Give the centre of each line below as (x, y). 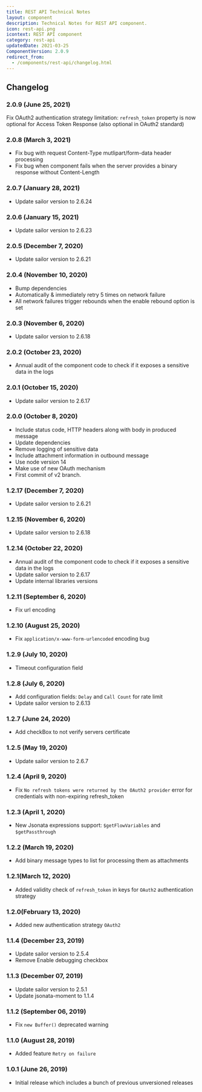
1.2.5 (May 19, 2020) (37, 748)
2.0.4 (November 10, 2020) (47, 275)
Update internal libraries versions (56, 581)
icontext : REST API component (44, 35)
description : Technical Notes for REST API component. (77, 23)
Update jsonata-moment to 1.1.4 (54, 996)
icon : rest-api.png (31, 29)
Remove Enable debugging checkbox (61, 960)
